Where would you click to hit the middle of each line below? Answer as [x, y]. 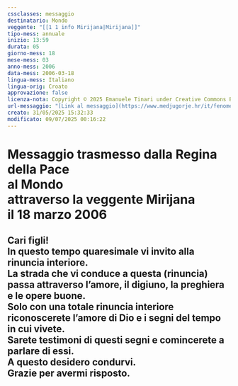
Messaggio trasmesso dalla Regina [112, 154]
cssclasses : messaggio [41, 14]
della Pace [38, 169]
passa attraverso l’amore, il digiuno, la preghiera [116, 285]
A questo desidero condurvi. [72, 362]
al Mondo [35, 184]
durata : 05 [23, 47]
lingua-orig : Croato [38, 86]
